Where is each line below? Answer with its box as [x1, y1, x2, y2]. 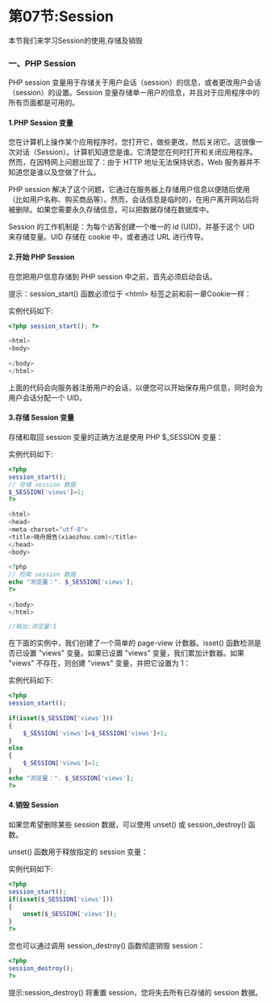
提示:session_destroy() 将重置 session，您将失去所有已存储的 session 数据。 [8, 987, 263, 997]
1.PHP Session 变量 [8, 118, 74, 128]
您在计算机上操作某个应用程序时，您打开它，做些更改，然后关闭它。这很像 [8, 137, 256, 147]
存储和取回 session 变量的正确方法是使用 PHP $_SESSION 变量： [8, 432, 224, 442]
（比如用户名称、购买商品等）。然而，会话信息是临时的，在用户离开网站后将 [8, 195, 260, 204]
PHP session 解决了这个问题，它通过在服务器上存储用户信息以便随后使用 [8, 185, 250, 195]
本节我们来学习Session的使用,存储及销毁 [8, 36, 144, 45]
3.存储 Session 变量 [8, 412, 75, 422]
